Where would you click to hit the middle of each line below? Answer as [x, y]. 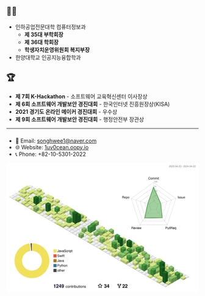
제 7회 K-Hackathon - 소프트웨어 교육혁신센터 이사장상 [81, 96]
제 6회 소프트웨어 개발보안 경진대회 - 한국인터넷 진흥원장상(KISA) [92, 104]
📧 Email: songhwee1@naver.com [56, 141]
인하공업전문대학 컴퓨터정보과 [51, 27]
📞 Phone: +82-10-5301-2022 [51, 154]
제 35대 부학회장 [44, 34]
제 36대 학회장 [41, 42]
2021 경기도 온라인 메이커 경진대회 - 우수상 [66, 111]
